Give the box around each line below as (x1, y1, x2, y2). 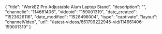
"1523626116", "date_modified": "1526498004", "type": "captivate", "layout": (5, 14, 158, 19)
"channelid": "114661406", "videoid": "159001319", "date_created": (5, 9, 137, 15)
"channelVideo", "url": (5, 19, 49, 25)
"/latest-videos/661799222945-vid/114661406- (50, 19, 144, 25)
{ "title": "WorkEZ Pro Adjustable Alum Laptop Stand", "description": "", (5, 4, 147, 9)
